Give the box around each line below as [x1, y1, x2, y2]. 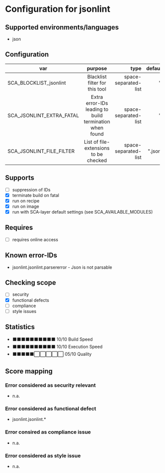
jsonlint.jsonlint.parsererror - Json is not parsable [12, 264, 112, 270]
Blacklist [87, 73, 107, 80]
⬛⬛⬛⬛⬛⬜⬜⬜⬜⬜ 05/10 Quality [12, 351, 92, 357]
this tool [87, 85, 107, 92]
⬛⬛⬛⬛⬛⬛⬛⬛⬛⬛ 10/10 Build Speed [12, 336, 93, 342]
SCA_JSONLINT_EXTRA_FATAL [7, 112, 80, 119]
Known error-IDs [5, 251, 57, 259]
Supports [5, 174, 34, 182]
